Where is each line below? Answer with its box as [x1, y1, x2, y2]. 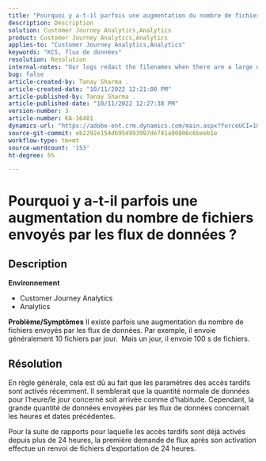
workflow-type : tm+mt [8, 136, 80, 145]
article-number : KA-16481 [8, 115, 93, 123]
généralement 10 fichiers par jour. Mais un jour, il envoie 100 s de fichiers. [8, 334, 250, 344]
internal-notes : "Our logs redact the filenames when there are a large [8, 63, 253, 71]
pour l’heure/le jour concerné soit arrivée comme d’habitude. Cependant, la [8, 395, 255, 404]
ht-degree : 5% [8, 151, 55, 159]
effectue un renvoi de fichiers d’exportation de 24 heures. [8, 444, 196, 453]
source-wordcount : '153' [8, 144, 90, 152]
